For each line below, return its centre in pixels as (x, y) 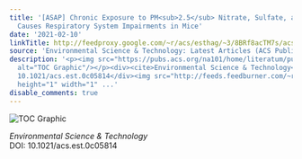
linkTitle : (30, 43)
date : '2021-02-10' (46, 34)
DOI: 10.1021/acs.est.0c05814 (63, 146)
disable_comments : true (54, 93)
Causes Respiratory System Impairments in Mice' (110, 26)
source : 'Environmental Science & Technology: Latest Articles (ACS (140, 51)
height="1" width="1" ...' (68, 84)
